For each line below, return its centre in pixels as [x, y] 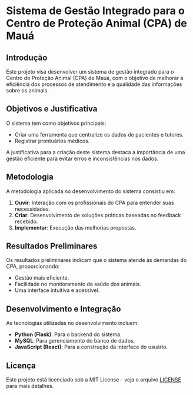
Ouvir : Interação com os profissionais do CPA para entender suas [94, 203]
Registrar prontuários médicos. [52, 141]
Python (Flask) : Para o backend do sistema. [68, 334]
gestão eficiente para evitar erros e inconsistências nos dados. [82, 158]
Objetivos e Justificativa [52, 109]
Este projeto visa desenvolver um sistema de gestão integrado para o [90, 72]
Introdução [27, 57]
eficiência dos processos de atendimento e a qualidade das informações [94, 84]
